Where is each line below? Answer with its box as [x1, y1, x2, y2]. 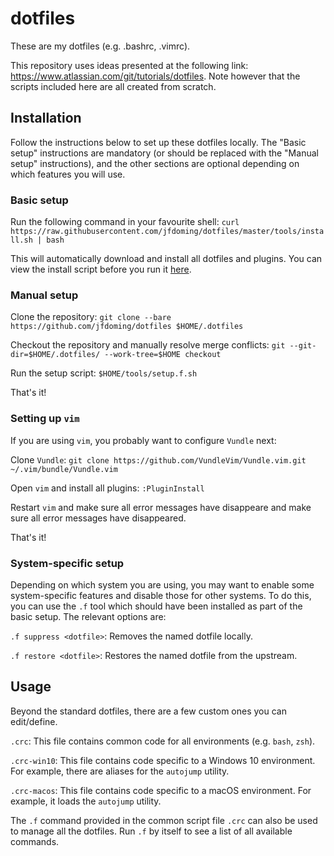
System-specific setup [10, 556, 125, 570]
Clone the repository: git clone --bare [10, 311, 172, 323]
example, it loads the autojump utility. [10, 795, 162, 807]
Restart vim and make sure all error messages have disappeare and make [10, 501, 312, 513]
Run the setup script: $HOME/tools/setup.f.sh [10, 367, 198, 379]
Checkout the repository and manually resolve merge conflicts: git [10, 339, 286, 351]
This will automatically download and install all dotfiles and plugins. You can [10, 253, 323, 265]
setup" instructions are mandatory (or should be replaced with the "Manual [10, 147, 319, 159]
